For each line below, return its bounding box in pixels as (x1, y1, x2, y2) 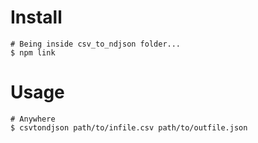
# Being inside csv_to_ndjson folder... (10, 39, 182, 49)
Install (10, 6, 63, 29)
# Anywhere (10, 114, 56, 124)
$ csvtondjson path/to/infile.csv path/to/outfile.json (10, 122, 248, 133)
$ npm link (10, 47, 56, 58)
